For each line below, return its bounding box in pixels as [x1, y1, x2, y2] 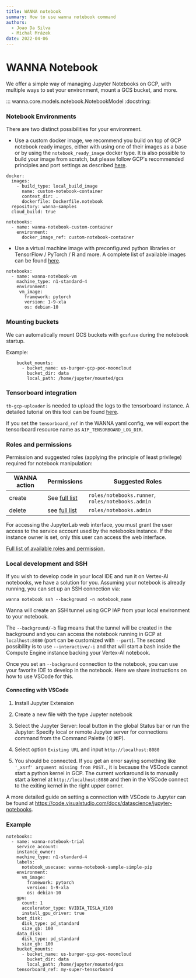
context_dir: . [21, 193, 59, 199]
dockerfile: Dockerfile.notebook [21, 199, 103, 205]
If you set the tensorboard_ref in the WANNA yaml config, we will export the [6, 419, 189, 427]
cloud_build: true [11, 209, 57, 215]
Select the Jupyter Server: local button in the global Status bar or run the [14, 722, 190, 729]
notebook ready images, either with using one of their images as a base [14, 143, 187, 150]
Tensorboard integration [6, 389, 77, 397]
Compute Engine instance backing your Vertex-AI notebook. [6, 649, 150, 656]
